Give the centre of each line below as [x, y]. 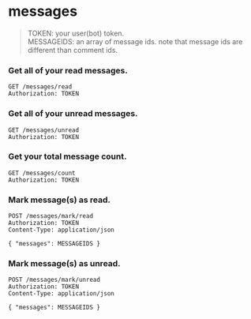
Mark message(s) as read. [59, 200]
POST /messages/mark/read [51, 216]
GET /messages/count [42, 173]
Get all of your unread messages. [73, 114]
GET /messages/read [40, 87]
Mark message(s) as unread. [64, 264]
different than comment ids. [73, 50]
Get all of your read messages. [68, 70]
